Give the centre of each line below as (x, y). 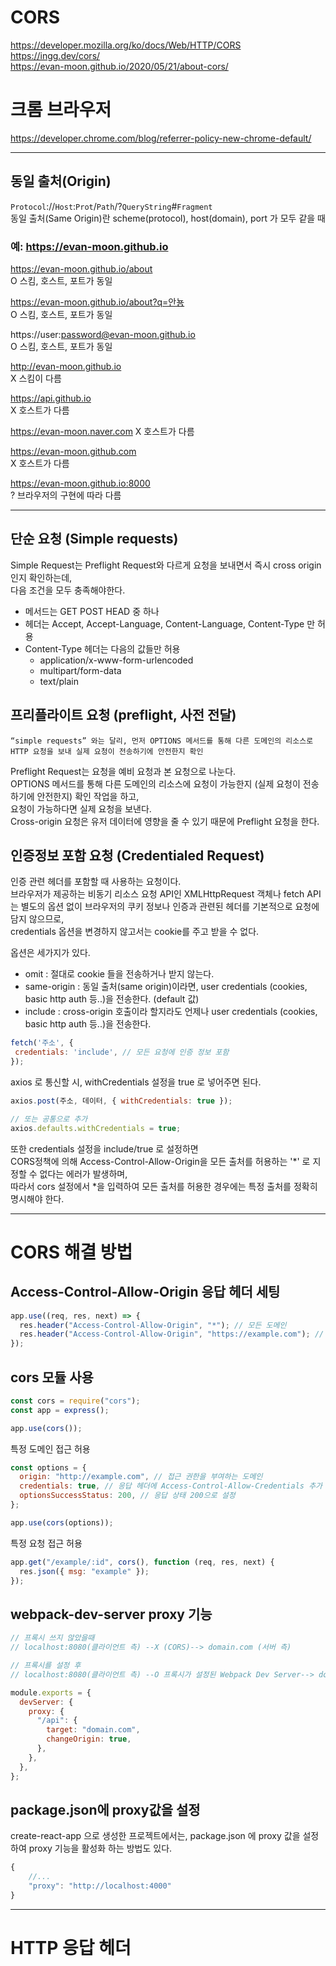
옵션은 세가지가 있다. (50, 953)
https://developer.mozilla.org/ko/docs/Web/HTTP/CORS (126, 45)
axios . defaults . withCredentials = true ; (96, 1128)
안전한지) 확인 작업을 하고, (88, 796)
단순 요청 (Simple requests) (94, 539)
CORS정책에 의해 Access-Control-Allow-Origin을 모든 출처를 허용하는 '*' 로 (160, 1161)
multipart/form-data (80, 670)
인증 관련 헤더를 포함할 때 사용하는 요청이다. (96, 882)
